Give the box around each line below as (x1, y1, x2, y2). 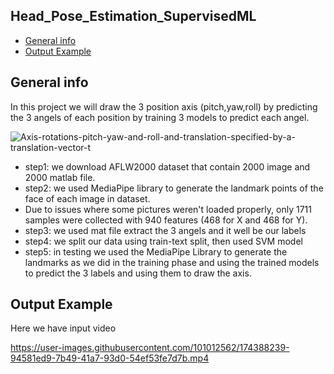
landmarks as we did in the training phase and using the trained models (24, 256, 320, 268)
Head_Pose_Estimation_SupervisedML (10, 8, 257, 25)
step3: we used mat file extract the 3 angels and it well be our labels (24, 224, 307, 236)
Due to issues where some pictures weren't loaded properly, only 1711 (24, 203, 312, 215)
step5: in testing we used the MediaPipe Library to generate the (24, 245, 288, 258)
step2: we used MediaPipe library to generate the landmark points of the (24, 182, 324, 194)
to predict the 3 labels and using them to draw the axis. (24, 267, 252, 279)
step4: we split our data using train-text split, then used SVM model (24, 235, 303, 247)
